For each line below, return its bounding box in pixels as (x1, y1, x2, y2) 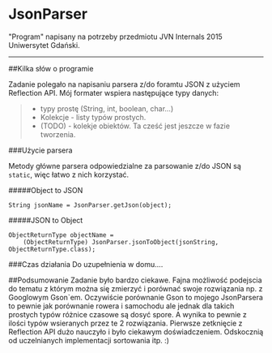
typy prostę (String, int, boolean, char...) (40, 103, 174, 114)
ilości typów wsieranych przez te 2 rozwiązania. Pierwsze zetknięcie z (8, 318, 243, 328)
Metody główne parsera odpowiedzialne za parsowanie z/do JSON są (8, 161, 241, 170)
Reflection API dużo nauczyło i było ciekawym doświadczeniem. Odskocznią (8, 326, 264, 337)
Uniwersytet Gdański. (8, 40, 80, 50)
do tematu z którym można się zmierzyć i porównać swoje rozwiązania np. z (8, 283, 263, 293)
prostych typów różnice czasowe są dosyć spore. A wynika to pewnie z (8, 309, 247, 319)
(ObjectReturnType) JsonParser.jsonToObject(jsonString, (23, 238, 219, 246)
